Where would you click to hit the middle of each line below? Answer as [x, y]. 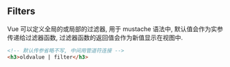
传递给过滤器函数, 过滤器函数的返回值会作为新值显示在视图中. [95, 37]
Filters [22, 11]
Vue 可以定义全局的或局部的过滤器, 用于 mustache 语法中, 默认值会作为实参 [115, 29]
